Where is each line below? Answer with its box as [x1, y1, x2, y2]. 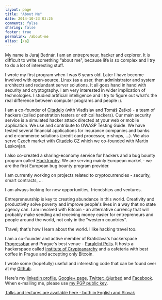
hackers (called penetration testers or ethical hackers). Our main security [5, 112, 151, 118]
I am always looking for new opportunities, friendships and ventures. [5, 186, 142, 192]
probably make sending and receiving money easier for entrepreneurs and [5, 212, 154, 217]
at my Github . [5, 266, 32, 271]
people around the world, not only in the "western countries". [5, 217, 128, 222]
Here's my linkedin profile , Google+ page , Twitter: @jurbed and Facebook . [5, 275, 154, 281]
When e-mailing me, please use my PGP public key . [5, 280, 108, 286]
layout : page [5, 7, 32, 12]
